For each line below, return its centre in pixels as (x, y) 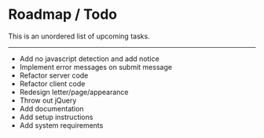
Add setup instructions (56, 117)
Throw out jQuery (48, 100)
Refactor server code (54, 75)
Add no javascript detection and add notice (89, 58)
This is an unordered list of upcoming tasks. (79, 36)
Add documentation (51, 108)
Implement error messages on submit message (96, 67)
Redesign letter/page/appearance (74, 92)
